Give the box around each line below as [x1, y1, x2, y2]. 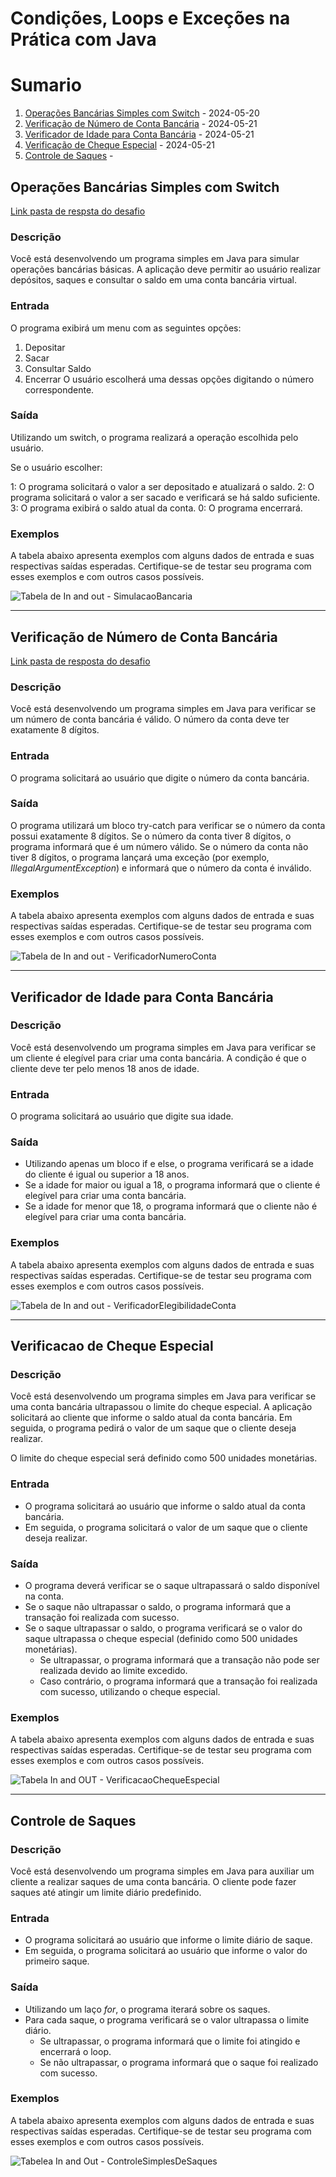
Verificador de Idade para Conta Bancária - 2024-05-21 [24, 128, 255, 141]
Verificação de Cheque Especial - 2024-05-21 [24, 139, 215, 151]
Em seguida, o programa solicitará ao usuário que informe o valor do [24, 1945, 308, 1957]
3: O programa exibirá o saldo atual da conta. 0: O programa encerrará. [10, 502, 303, 514]
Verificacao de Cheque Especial [10, 1338, 214, 1355]
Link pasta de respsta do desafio [10, 205, 146, 217]
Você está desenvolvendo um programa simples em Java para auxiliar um [10, 1865, 315, 1877]
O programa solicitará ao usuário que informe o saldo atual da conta [24, 1500, 306, 1512]
